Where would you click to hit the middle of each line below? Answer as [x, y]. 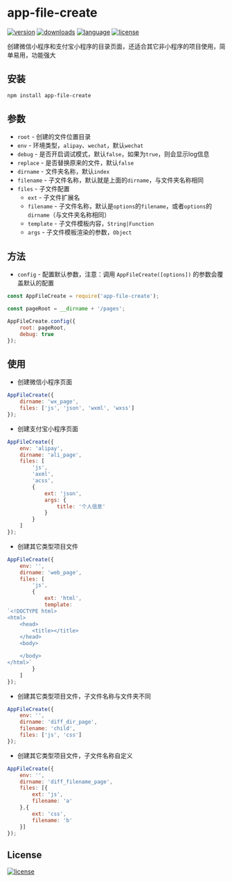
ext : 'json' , [63, 493]
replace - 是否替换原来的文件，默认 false [75, 163]
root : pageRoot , [43, 328]
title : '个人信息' [81, 506]
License [25, 855]
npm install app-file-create [49, 95]
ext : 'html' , [63, 599]
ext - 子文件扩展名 [54, 198]
